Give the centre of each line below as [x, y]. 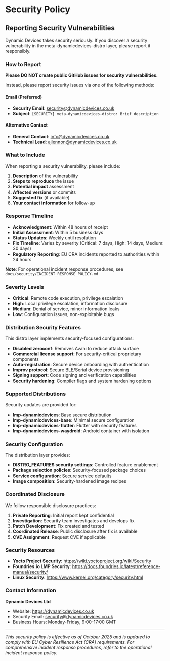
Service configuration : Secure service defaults [62, 476]
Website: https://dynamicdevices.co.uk [53, 611]
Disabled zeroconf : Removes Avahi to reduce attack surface [76, 348]
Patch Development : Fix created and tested [58, 526]
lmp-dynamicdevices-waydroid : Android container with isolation [81, 431]
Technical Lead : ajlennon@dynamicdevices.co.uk [65, 142]
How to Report [23, 64]
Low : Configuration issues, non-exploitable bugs [63, 314]
